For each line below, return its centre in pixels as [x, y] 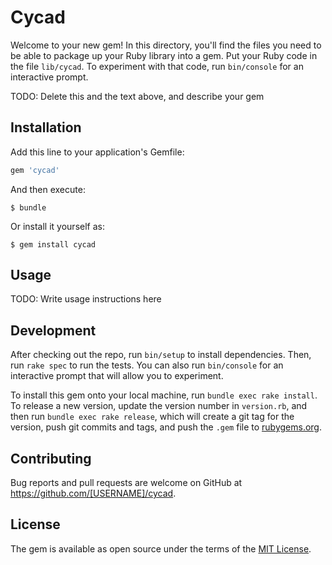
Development [53, 330]
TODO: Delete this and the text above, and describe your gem [137, 96]
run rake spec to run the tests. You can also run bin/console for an [147, 365]
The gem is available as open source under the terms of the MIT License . [161, 548]
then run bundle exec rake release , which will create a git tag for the [152, 417]
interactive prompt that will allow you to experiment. [117, 376]
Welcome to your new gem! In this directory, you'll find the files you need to [166, 45]
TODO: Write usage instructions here [86, 299]
